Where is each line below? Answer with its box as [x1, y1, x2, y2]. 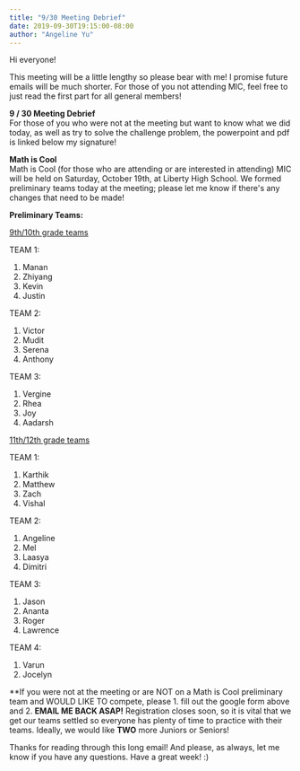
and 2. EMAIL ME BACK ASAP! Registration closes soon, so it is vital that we [9, 705, 292, 716]
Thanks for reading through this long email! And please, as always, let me [9, 742, 280, 753]
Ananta [21, 606, 49, 617]
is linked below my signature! [9, 136, 116, 148]
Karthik [21, 469, 49, 480]
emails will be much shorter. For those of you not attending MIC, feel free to [9, 82, 288, 92]
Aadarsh [21, 417, 54, 428]
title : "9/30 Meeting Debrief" [9, 13, 126, 22]
